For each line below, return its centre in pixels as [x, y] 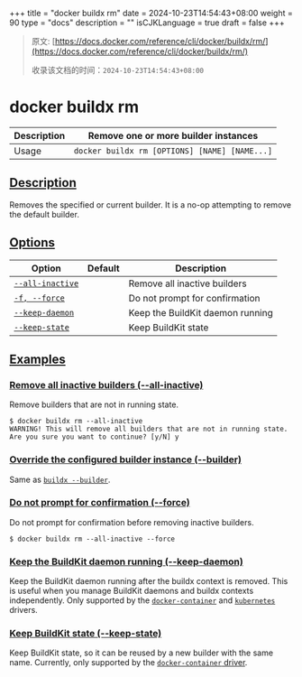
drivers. [23, 610]
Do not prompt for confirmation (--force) [100, 503]
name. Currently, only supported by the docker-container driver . [128, 663]
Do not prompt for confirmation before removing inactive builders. [132, 522]
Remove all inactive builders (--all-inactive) [106, 385]
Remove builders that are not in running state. [94, 404]
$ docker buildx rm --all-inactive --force [92, 539]
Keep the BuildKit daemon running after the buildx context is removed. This [149, 581]
